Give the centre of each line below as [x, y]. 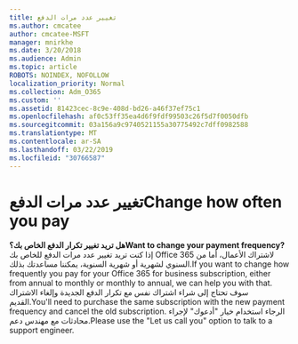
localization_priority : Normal [67, 84]
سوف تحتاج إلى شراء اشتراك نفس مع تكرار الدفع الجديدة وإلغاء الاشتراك [129, 292]
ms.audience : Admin [45, 59]
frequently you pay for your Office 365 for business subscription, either [140, 274]
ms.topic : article [43, 68]
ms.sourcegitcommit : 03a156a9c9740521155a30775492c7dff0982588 [129, 125]
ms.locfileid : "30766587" [57, 158]
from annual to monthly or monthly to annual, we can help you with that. [141, 283]
